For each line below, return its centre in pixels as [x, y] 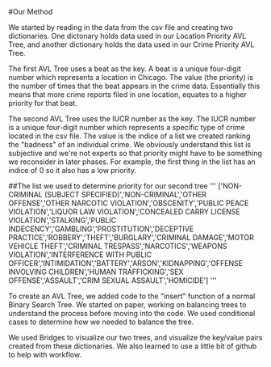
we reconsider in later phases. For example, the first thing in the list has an [132, 162]
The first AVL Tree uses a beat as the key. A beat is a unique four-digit [125, 69]
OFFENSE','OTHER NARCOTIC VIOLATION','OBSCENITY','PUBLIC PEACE [129, 203]
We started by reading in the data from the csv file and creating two [121, 27]
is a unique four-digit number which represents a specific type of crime [127, 127]
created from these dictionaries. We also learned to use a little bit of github [133, 346]
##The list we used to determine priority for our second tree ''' [112, 186]
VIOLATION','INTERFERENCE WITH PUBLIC [80, 255]
